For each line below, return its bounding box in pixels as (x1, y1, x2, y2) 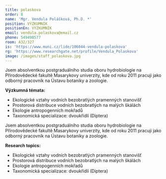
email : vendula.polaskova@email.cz (5, 30, 79, 35)
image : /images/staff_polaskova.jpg (5, 53, 81, 59)
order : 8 (5, 12, 23, 17)
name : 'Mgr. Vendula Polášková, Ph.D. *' (5, 16, 92, 21)
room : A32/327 (5, 40, 35, 45)
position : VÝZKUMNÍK (5, 21, 48, 26)
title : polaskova (5, 7, 41, 12)
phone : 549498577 (5, 35, 41, 40)
